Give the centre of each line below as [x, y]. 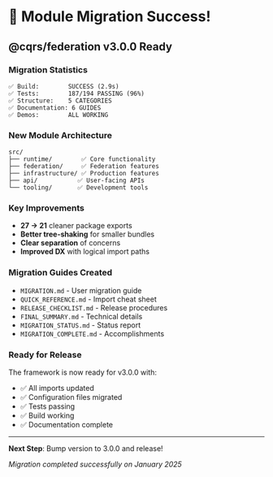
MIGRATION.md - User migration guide [81, 290]
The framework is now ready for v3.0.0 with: [82, 372]
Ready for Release [45, 354]
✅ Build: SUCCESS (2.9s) [64, 86]
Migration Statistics [48, 70]
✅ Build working [47, 416]
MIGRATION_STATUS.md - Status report [80, 325]
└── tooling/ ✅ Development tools [78, 188]
